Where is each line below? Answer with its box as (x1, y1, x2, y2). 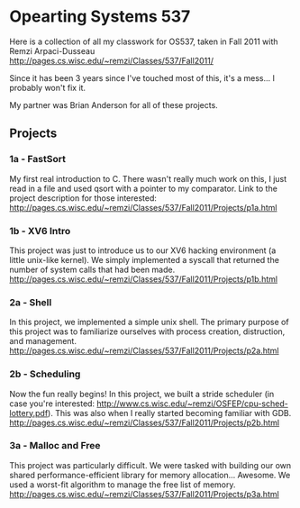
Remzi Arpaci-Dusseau (9, 45, 95, 56)
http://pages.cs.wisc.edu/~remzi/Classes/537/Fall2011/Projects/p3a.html (9, 488, 279, 499)
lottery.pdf (9, 407, 49, 418)
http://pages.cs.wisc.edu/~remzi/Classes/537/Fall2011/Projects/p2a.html (9, 345, 279, 357)
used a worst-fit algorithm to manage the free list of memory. (9, 479, 236, 490)
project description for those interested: (9, 192, 158, 204)
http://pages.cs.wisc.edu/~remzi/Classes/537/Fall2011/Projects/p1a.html (9, 202, 277, 213)
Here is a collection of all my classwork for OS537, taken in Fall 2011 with (9, 36, 278, 47)
